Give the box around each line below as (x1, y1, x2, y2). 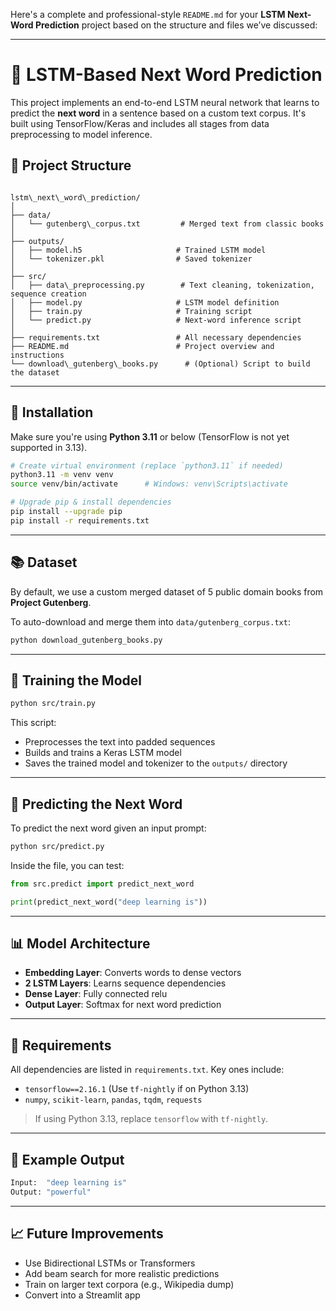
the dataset (10, 367, 60, 378)
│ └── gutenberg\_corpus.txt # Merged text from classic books (10, 219, 325, 229)
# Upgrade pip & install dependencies (10, 497, 172, 508)
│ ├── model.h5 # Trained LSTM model (10, 245, 267, 255)
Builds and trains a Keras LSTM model (24, 747, 182, 759)
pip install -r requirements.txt (10, 515, 150, 526)
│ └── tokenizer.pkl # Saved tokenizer (10, 254, 253, 264)
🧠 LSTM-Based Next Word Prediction (10, 64, 323, 86)
